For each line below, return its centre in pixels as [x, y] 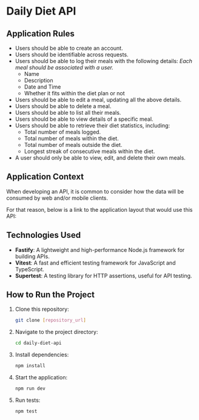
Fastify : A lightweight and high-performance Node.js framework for [100, 249]
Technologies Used [43, 235]
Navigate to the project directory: [56, 332]
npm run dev [30, 389]
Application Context [45, 177]
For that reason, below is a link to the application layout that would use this [99, 209]
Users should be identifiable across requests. [72, 55]
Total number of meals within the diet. [72, 138]
